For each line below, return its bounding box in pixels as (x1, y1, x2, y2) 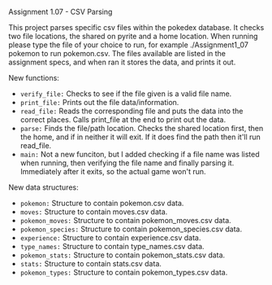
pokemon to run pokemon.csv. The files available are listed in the (8, 49, 226, 58)
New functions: (8, 73, 59, 82)
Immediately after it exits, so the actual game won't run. (19, 167, 206, 176)
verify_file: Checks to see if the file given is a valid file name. (19, 89, 232, 99)
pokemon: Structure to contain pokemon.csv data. (19, 199, 184, 208)
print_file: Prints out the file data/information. (19, 98, 179, 107)
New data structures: (8, 182, 79, 192)
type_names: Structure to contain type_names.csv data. (19, 242, 205, 251)
